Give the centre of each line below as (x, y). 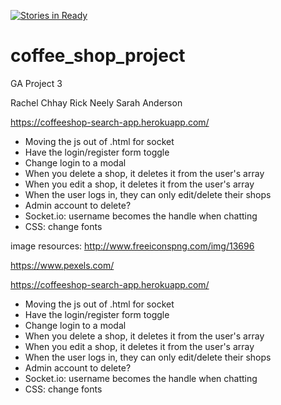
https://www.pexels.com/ (62, 265)
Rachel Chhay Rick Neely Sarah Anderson (96, 102)
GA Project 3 (36, 83)
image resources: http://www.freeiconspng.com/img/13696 (132, 246)
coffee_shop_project (98, 56)
